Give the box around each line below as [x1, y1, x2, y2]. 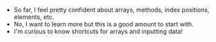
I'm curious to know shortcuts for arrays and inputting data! [13, 27, 183, 35]
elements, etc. [13, 13, 55, 21]
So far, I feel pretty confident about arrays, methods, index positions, [13, 6, 210, 14]
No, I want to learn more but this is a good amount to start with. [13, 20, 194, 28]
